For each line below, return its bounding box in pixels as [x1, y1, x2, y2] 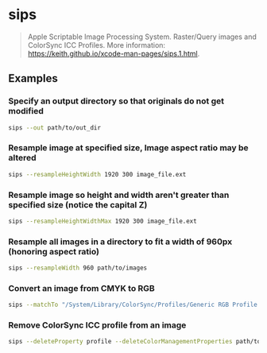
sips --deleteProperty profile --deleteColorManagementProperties [8, 338, 233, 346]
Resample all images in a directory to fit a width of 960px [8, 236, 233, 247]
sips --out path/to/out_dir [8, 123, 102, 132]
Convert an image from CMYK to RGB [8, 282, 155, 293]
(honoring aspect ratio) [8, 246, 100, 257]
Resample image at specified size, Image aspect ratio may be [8, 142, 249, 153]
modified [8, 106, 44, 117]
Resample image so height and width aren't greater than [8, 189, 230, 200]
